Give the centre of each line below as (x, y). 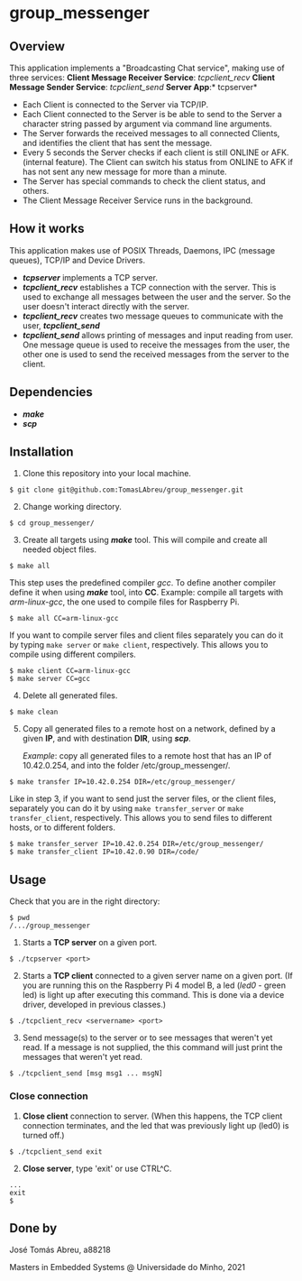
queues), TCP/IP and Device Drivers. (78, 260)
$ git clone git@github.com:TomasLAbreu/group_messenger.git (127, 490)
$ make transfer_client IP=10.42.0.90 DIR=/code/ (105, 852)
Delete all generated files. (70, 696)
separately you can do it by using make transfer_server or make (127, 808)
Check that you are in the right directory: (85, 901)
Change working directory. (72, 507)
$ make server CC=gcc (50, 679)
